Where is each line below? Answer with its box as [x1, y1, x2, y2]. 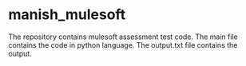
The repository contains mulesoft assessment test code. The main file [8, 32, 238, 41]
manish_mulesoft [8, 6, 126, 24]
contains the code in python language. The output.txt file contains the [8, 40, 238, 49]
